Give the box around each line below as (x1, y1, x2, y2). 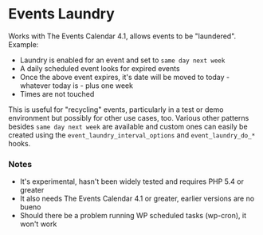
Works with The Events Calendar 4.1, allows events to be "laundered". (8, 31, 237, 41)
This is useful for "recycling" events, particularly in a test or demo (8, 105, 224, 114)
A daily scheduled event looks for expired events (19, 63, 181, 73)
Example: (8, 39, 39, 49)
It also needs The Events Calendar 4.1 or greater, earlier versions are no (19, 193, 255, 204)
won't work (19, 219, 57, 229)
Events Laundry (8, 5, 116, 23)
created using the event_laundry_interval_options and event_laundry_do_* (8, 129, 256, 140)
